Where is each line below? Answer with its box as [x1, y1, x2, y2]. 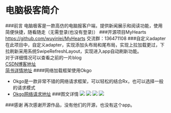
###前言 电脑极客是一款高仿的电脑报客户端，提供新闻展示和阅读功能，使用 [5, 22, 163, 29]
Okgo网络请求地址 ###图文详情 [12, 91, 79, 97]
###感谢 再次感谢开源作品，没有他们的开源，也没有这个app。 [5, 102, 135, 108]
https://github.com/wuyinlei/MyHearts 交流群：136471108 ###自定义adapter [5, 35, 166, 41]
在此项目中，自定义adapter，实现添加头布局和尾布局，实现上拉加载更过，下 [5, 41, 165, 48]
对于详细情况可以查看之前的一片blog [5, 54, 82, 60]
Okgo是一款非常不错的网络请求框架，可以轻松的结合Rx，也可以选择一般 [12, 78, 164, 84]
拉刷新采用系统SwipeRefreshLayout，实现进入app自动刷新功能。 [5, 48, 142, 54]
